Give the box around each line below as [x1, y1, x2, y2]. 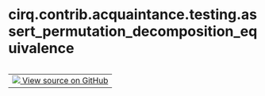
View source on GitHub [22, 75, 109, 86]
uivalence [8, 40, 75, 57]
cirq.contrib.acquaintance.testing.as [8, 6, 258, 24]
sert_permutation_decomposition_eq [8, 22, 258, 40]
